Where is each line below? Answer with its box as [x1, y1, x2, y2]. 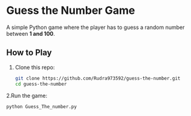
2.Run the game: [6, 92, 47, 99]
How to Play [6, 48, 53, 58]
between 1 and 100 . [6, 30, 56, 37]
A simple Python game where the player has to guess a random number [6, 24, 185, 31]
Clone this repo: [15, 63, 55, 71]
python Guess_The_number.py [6, 103, 77, 109]
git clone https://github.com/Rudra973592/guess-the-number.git [15, 75, 181, 82]
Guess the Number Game [6, 4, 135, 18]
